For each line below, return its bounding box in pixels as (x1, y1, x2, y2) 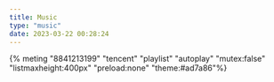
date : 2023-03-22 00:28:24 (9, 29, 109, 38)
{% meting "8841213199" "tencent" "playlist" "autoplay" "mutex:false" (9, 54, 266, 64)
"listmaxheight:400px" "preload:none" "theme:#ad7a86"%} (9, 63, 228, 73)
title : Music (9, 12, 58, 22)
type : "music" (9, 21, 62, 30)
